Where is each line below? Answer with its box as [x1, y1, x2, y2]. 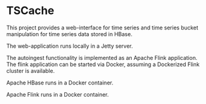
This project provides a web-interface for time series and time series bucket [6, 24, 199, 31]
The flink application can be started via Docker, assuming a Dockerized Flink [6, 61, 200, 68]
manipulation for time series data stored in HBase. [6, 30, 133, 37]
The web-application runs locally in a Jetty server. [6, 42, 133, 50]
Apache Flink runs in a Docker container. [6, 91, 109, 98]
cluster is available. [6, 67, 55, 74]
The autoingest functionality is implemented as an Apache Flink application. [6, 54, 197, 61]
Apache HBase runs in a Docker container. [6, 79, 113, 86]
